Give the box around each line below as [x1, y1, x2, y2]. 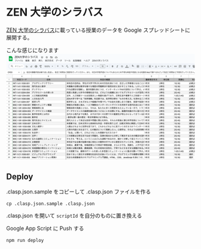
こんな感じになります [6, 46, 59, 54]
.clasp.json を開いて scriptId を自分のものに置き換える [6, 212, 142, 219]
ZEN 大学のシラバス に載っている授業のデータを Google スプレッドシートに [6, 26, 191, 34]
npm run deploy [6, 238, 44, 244]
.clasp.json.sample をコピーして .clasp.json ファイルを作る [6, 188, 151, 195]
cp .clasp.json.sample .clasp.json [6, 201, 95, 207]
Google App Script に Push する [6, 225, 84, 232]
